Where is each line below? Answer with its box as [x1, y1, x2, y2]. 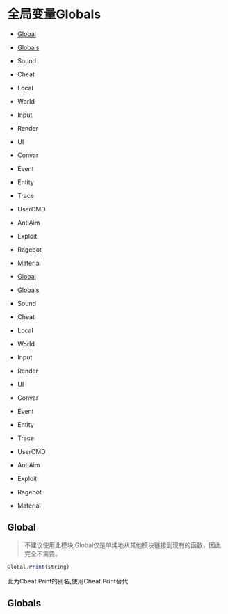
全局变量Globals [7, 6, 101, 22]
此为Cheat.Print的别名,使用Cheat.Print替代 [7, 576, 129, 585]
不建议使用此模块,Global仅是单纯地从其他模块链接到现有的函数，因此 [24, 540, 222, 549]
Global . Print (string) [7, 563, 70, 570]
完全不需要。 [24, 549, 61, 558]
